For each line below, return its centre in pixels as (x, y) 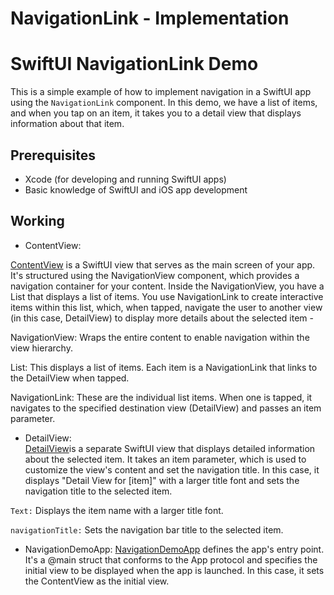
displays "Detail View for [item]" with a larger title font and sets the (162, 480)
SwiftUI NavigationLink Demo (134, 64)
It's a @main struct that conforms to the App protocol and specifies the (171, 559)
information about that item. (67, 124)
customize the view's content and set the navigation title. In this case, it (172, 469)
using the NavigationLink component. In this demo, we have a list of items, (164, 103)
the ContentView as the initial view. (97, 581)
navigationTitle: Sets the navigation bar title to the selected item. (147, 529)
